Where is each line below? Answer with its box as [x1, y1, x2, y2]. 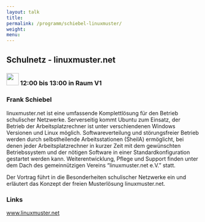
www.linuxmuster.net [6, 209, 60, 216]
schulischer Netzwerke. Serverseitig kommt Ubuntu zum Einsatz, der [6, 116, 181, 123]
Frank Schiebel [6, 96, 52, 104]
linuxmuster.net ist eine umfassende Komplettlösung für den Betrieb [6, 109, 179, 117]
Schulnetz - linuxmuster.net [6, 55, 116, 65]
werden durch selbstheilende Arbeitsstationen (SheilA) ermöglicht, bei [6, 136, 184, 143]
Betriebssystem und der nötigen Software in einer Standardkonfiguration [6, 148, 190, 156]
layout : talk [6, 9, 40, 15]
